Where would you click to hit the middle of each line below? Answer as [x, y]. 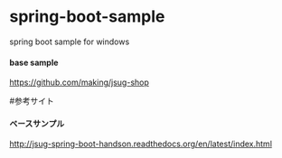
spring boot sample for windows [70, 42]
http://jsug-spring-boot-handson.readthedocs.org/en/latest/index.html [141, 144]
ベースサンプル [37, 123]
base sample [34, 62]
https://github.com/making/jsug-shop [79, 82]
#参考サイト [32, 101]
